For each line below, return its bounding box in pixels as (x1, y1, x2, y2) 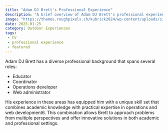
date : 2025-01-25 (5, 21, 41, 26)
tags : (5, 30, 16, 35)
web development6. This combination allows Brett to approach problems (5, 109, 155, 115)
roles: (5, 63, 17, 69)
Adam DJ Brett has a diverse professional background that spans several (5, 58, 155, 64)
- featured (7, 44, 30, 49)
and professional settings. (5, 120, 58, 126)
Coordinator (12, 78, 37, 84)
